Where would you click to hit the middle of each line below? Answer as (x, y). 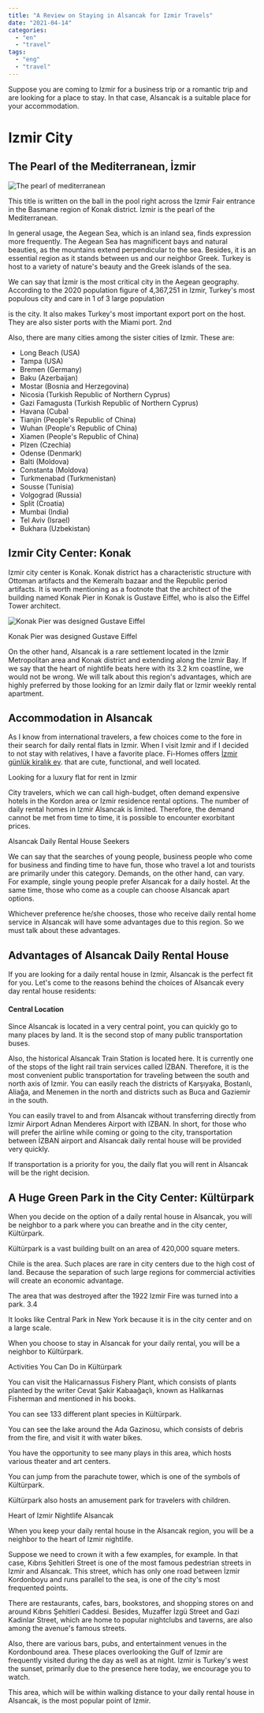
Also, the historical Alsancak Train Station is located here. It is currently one (131, 1059)
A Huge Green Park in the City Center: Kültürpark (131, 1197)
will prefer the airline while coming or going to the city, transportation (120, 1132)
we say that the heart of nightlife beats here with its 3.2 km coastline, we (126, 668)
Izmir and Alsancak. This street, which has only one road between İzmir (124, 1571)
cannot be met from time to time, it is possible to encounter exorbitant (121, 818)
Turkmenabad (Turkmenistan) (68, 478)
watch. (19, 1677)
